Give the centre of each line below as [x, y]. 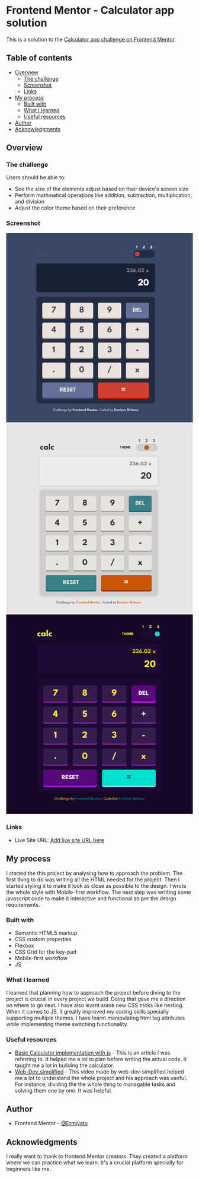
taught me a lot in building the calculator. [64, 1065]
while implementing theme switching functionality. [67, 1024]
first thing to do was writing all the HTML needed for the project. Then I [93, 879]
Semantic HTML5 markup [46, 933]
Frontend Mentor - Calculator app [90, 10]
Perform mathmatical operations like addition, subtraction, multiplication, [103, 195]
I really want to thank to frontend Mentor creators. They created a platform [97, 1156]
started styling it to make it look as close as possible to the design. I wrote [96, 885]
